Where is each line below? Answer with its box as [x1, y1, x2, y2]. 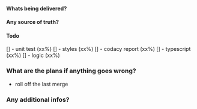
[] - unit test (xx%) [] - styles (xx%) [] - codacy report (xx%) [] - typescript [6, 46, 191, 53]
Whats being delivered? [6, 5, 67, 12]
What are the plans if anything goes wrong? [6, 66, 136, 75]
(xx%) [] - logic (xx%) [6, 52, 60, 59]
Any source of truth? [6, 19, 59, 26]
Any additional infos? [6, 95, 70, 104]
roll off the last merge [14, 80, 68, 87]
